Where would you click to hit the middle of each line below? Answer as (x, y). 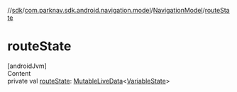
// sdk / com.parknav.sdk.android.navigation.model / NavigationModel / (106, 10)
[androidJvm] (27, 66)
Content (19, 73)
